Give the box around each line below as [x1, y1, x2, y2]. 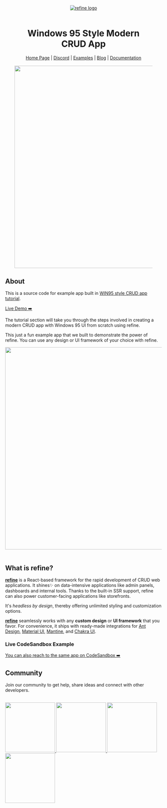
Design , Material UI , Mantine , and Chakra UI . [5, 628, 96, 635]
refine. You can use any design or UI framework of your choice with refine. [5, 337, 158, 343]
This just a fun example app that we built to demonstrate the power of [5, 332, 148, 338]
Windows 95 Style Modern [27, 28, 140, 39]
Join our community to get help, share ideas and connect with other [5, 682, 144, 688]
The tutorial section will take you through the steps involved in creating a [5, 317, 154, 323]
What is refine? [5, 563, 54, 572]
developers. [5, 687, 30, 693]
